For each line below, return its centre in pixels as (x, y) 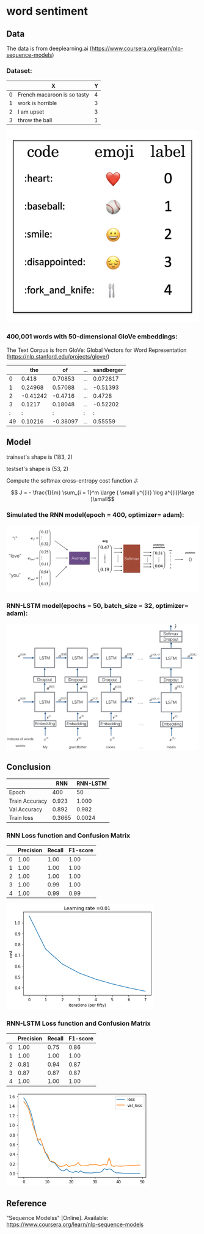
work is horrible (38, 103)
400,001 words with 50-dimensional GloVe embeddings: (92, 337)
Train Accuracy (28, 801)
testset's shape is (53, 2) (38, 469)
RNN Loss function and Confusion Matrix (68, 835)
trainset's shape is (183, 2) (40, 457)
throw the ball (35, 120)
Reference (27, 1204)
